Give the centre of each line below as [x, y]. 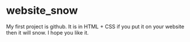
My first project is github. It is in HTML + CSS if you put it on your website [95, 26]
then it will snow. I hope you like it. [48, 32]
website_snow [42, 11]
